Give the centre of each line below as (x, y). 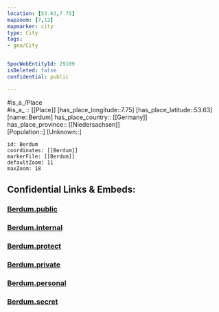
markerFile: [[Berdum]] (41, 156)
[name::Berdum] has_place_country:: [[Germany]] (77, 117)
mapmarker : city (30, 26)
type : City (23, 33)
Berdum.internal (35, 227)
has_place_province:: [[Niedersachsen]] (64, 124)
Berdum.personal (37, 283)
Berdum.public (33, 209)
